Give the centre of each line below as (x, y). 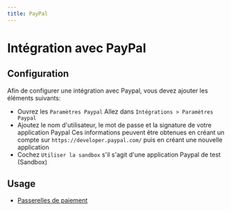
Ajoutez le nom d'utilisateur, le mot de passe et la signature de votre (114, 125)
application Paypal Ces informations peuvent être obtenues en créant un (121, 132)
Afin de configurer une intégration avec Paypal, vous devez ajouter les (108, 91)
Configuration (38, 74)
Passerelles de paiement (52, 201)
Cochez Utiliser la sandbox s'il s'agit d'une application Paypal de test (119, 155)
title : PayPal (28, 14)
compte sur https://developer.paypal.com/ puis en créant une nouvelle (120, 139)
